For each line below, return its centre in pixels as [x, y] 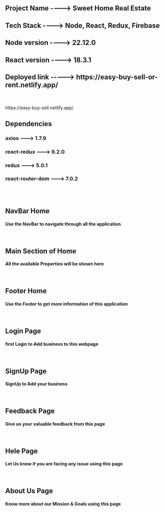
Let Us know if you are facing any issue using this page [64, 464]
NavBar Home [27, 211]
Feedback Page [30, 411]
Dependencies [29, 124]
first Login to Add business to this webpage [52, 344]
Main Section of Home [41, 251]
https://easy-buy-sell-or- [117, 77]
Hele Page [21, 451]
